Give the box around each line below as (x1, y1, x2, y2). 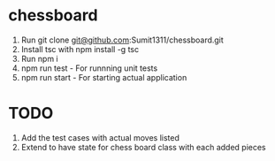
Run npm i (20, 53, 58, 64)
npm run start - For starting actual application (20, 72, 187, 82)
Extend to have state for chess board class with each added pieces (20, 142, 266, 152)
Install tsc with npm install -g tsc (20, 43, 139, 54)
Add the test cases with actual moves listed (20, 132, 180, 142)
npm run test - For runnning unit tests (20, 63, 158, 73)
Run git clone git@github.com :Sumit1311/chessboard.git (20, 34, 225, 45)
